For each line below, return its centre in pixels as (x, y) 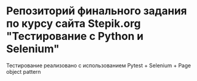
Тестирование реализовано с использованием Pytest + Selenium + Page (98, 65)
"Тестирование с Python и (75, 36)
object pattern (24, 71)
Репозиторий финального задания (96, 11)
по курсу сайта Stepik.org (74, 24)
